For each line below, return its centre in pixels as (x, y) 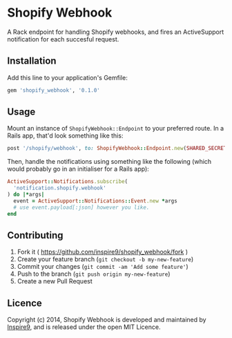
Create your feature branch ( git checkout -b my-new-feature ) (105, 259)
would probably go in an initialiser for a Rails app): (78, 169)
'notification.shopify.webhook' (60, 188)
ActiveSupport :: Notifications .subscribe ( (68, 182)
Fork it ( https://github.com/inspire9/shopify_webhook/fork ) (103, 252)
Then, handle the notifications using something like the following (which (109, 162)
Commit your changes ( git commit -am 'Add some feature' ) (103, 267)
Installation (32, 61)
